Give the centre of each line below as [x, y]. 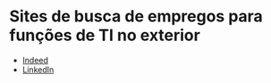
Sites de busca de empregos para [136, 17]
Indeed [35, 60]
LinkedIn [38, 70]
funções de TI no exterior [105, 35]
